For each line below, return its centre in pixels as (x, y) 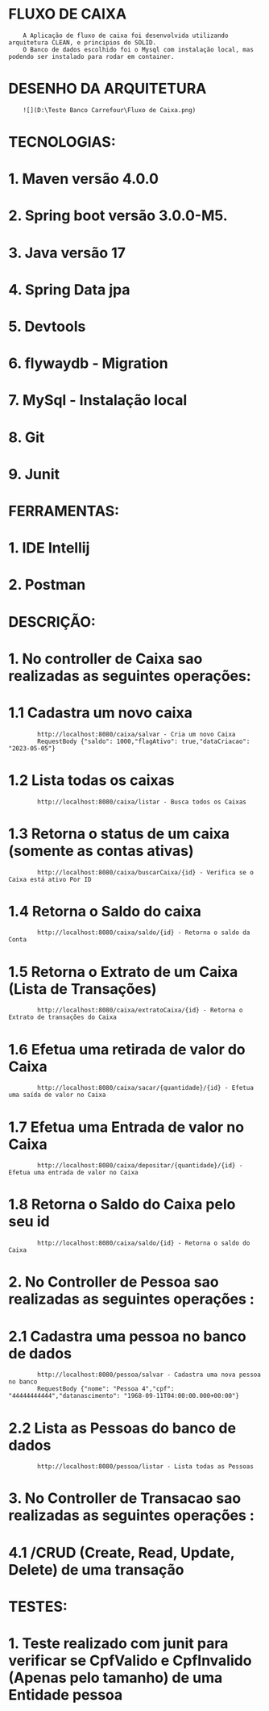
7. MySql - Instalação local (98, 401)
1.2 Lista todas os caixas (91, 780)
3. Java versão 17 (67, 253)
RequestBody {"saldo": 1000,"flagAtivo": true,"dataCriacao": (144, 741)
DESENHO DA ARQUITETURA (108, 89)
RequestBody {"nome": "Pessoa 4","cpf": (106, 1389)
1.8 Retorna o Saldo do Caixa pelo (122, 1205)
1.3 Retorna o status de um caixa (119, 834)
